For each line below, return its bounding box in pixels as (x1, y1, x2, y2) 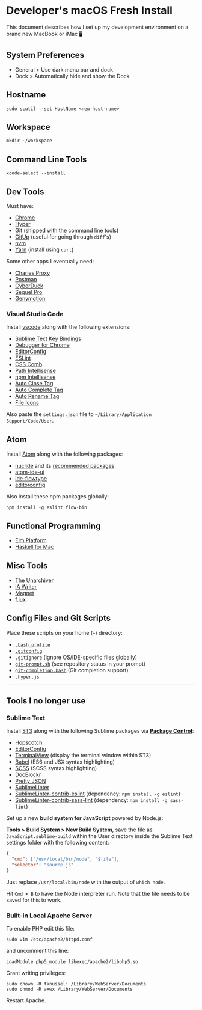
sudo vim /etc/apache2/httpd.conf (6, 937, 93, 943)
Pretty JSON (14, 777, 46, 785)
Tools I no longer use (6, 696, 86, 706)
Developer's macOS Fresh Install (6, 4, 173, 17)
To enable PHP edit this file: (6, 925, 75, 932)
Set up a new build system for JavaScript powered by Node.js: (6, 815, 164, 822)
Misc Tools (6, 560, 48, 571)
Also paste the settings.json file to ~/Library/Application (6, 411, 152, 418)
